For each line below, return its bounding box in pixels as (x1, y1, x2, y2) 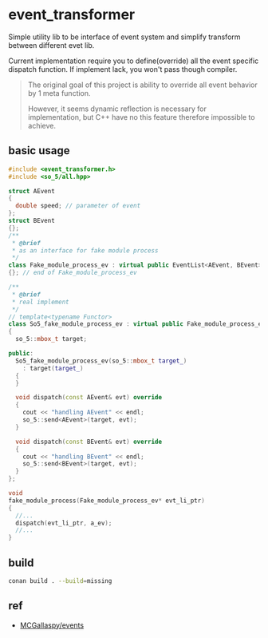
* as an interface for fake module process (11, 246, 159, 255)
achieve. (27, 121, 57, 130)
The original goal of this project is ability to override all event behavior (27, 80, 258, 89)
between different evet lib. (8, 40, 95, 50)
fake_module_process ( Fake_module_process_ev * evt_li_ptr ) (8, 497, 205, 505)
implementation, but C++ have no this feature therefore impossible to (27, 112, 255, 121)
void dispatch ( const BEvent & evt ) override (15, 438, 162, 446)
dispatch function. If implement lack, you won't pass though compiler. (8, 64, 238, 73)
